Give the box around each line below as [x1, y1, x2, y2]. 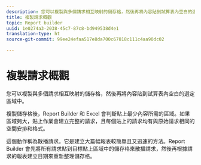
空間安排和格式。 [6, 124, 48, 132]
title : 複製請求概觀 [6, 14, 52, 20]
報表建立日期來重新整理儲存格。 [16, 152, 96, 160]
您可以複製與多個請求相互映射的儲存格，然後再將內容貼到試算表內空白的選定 [6, 90, 195, 97]
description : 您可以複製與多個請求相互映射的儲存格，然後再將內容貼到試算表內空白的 [6, 8, 193, 15]
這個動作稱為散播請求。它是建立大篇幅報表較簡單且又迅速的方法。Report [6, 138, 185, 145]
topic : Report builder [6, 20, 63, 26]
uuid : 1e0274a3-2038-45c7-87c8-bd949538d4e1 [6, 25, 119, 32]
